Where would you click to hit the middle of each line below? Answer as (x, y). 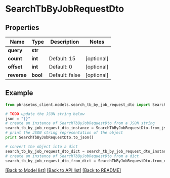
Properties (22, 28)
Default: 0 (60, 67)
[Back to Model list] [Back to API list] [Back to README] (63, 170)
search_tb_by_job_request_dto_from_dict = (51, 161)
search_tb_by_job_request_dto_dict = (45, 151)
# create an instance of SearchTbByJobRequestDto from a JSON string (80, 123)
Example (19, 93)
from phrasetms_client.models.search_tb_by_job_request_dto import (78, 104)
